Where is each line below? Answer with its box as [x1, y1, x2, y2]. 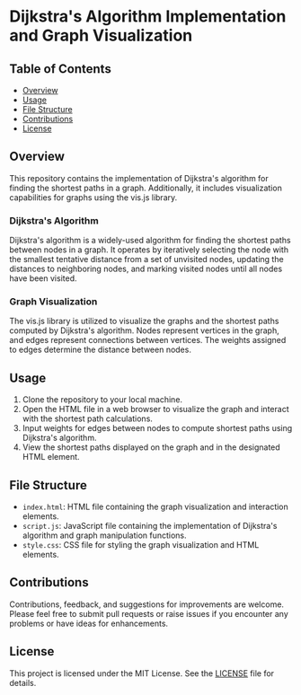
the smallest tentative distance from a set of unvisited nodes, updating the [9, 254, 285, 265]
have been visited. [9, 273, 77, 284]
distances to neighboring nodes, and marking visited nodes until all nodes [9, 263, 283, 275]
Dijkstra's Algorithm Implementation [9, 6, 287, 27]
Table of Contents [9, 61, 112, 76]
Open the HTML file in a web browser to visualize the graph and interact [22, 404, 289, 415]
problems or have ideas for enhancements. [9, 618, 169, 629]
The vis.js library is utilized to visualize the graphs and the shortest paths [9, 316, 279, 327]
